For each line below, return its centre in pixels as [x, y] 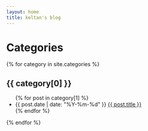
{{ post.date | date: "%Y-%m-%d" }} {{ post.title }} [78, 104]
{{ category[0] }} [39, 83]
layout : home [23, 12]
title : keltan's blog [34, 18]
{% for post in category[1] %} [52, 98]
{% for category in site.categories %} [53, 64]
